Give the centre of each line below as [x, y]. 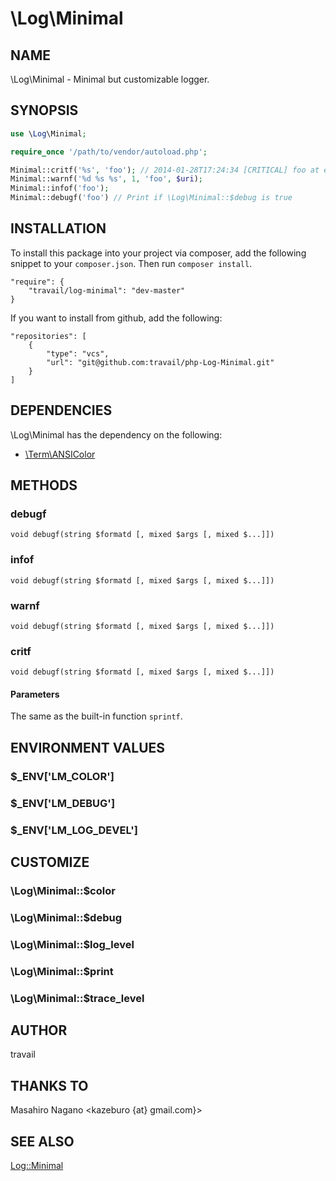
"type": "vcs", [78, 353]
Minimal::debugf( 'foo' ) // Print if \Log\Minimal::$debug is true [151, 198]
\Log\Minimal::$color [63, 890]
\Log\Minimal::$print [62, 971]
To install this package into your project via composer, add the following [158, 253]
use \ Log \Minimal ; [48, 133]
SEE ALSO [42, 1141]
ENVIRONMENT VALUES [88, 747]
